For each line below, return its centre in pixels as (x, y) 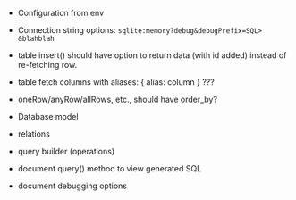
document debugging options (72, 186)
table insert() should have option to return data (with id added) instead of (152, 55)
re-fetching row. (47, 65)
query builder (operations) (66, 151)
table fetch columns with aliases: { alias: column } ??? (116, 82)
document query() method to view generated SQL (110, 168)
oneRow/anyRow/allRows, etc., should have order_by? (117, 99)
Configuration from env (61, 13)
